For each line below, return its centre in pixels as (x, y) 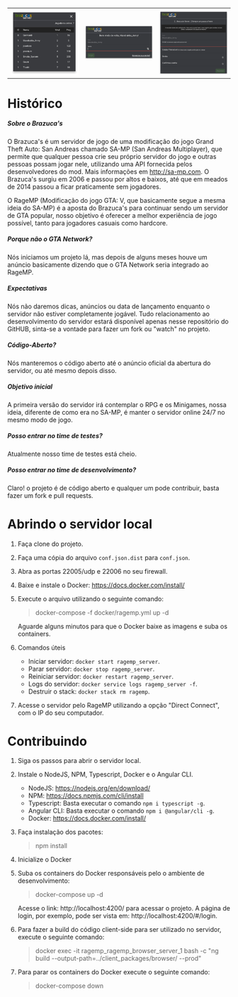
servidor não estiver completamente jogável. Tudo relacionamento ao (109, 313)
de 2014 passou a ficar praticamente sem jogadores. (84, 186)
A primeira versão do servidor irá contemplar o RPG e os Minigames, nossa (117, 404)
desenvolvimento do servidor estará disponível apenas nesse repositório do (118, 321)
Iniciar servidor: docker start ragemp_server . (94, 661)
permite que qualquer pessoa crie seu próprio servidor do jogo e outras (112, 156)
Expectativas (27, 289)
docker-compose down (69, 986)
